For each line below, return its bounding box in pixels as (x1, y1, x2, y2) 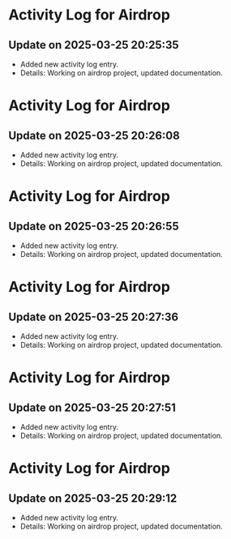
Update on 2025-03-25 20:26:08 (8, 128, 180, 143)
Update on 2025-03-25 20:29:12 (8, 491, 178, 505)
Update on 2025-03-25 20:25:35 (8, 38, 180, 52)
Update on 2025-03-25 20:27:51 (8, 400, 177, 414)
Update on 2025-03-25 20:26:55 (8, 219, 180, 233)
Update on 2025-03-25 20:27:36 (8, 310, 179, 323)
